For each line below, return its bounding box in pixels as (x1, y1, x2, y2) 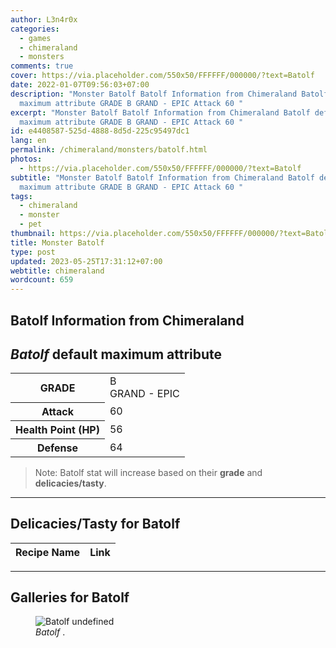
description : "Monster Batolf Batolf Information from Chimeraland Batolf (10, 89, 329, 99)
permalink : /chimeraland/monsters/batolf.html (10, 145, 208, 155)
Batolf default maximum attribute (10, 346, 223, 363)
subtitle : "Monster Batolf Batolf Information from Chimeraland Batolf (10, 172, 315, 183)
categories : (10, 24, 60, 34)
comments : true (10, 61, 74, 71)
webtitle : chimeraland (10, 266, 105, 276)
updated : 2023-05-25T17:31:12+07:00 (10, 256, 163, 266)
